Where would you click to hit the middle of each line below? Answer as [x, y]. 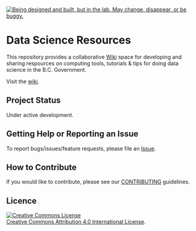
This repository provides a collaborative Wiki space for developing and [94, 57]
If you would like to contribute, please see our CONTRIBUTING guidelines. [98, 182]
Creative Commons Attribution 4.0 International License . [76, 222]
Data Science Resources [69, 40]
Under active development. [40, 115]
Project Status [34, 100]
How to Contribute [42, 167]
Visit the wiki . [23, 81]
